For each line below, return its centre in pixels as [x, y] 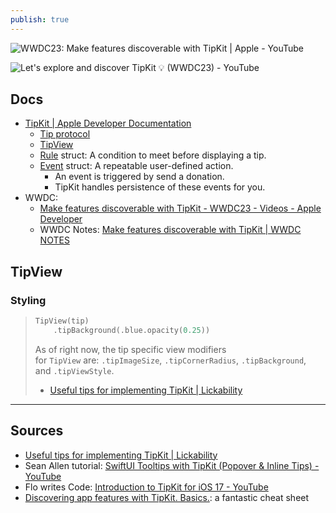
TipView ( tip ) [62, 321]
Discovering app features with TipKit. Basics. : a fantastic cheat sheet [167, 497]
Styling [28, 300]
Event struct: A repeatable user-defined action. [136, 166]
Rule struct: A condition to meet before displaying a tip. [153, 155]
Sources [37, 431]
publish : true [40, 19]
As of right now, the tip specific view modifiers [130, 349]
